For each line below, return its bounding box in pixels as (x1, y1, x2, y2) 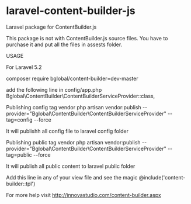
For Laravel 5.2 (6, 63, 42, 71)
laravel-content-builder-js (6, 4, 136, 18)
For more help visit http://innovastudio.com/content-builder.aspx (6, 191, 162, 198)
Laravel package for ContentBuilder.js (6, 23, 97, 30)
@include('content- (138, 174, 186, 181)
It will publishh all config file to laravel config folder (6, 127, 129, 134)
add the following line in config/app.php (6, 86, 102, 93)
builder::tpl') (6, 180, 36, 187)
